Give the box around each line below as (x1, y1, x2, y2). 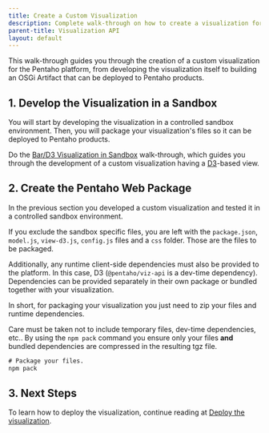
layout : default (8, 34, 62, 42)
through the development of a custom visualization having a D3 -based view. (8, 158, 260, 168)
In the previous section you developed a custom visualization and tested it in (8, 202, 260, 212)
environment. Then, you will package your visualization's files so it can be (8, 126, 252, 136)
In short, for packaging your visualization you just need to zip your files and (8, 300, 257, 310)
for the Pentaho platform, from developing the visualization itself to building (8, 65, 258, 74)
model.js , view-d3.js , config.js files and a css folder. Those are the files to (8, 235, 257, 245)
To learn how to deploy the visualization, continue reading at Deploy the (8, 407, 246, 417)
